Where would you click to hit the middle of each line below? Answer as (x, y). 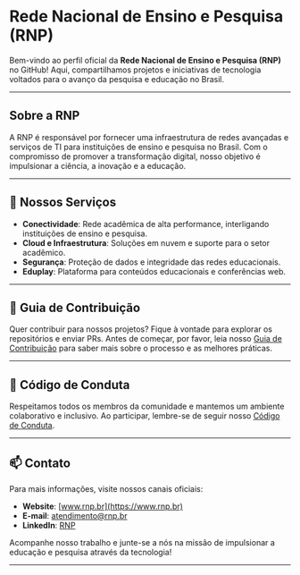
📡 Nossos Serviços (63, 203)
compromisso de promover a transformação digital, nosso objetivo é (135, 156)
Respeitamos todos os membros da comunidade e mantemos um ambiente (147, 406)
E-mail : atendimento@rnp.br (75, 516)
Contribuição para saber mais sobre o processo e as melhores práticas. (141, 348)
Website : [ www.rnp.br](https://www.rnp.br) (102, 506)
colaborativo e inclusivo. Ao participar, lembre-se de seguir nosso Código (145, 416)
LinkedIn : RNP (49, 525)
